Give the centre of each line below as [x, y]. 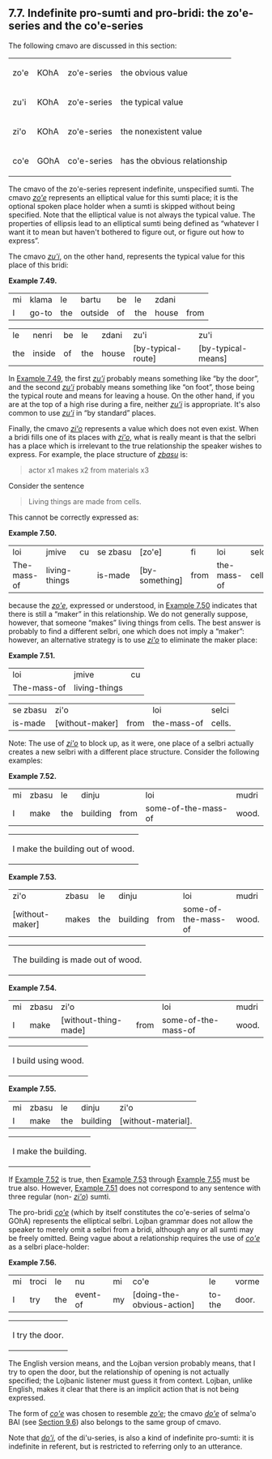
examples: [25, 760]
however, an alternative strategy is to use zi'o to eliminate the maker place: [133, 640]
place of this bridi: [38, 265]
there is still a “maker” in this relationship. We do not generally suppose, [128, 614]
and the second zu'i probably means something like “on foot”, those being [132, 387]
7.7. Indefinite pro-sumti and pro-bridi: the [116, 13]
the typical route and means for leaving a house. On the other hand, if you [132, 396]
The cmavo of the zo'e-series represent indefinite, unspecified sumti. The [132, 189]
